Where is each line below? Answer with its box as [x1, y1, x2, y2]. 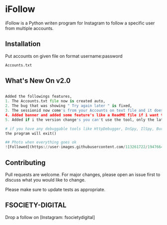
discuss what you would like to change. [5, 177, 86, 183]
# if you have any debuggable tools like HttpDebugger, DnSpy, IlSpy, [5, 126, 155, 131]
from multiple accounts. [5, 25, 54, 31]
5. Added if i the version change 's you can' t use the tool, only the [5, 117, 155, 122]
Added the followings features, [5, 94, 72, 99]
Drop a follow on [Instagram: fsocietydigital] [5, 214, 95, 220]
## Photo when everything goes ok [5, 140, 77, 145]
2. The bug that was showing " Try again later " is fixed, [5, 103, 133, 108]
